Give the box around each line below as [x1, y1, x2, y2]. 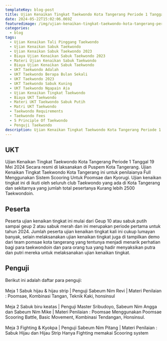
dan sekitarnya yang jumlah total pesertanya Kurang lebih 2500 [5, 185, 135, 191]
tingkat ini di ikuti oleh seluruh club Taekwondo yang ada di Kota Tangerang [5, 180, 161, 186]
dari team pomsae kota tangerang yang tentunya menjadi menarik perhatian [5, 239, 161, 245]
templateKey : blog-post [5, 7, 55, 12]
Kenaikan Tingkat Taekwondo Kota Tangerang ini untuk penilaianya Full [5, 169, 151, 175]
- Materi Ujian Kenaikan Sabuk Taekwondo [9, 58, 97, 63]
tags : [5, 35, 16, 40]
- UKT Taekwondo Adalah [9, 68, 59, 72]
